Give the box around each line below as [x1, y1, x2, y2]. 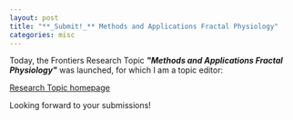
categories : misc [9, 30, 76, 39]
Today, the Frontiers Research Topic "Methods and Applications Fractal [9, 55, 284, 66]
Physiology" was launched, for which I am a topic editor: [9, 65, 224, 75]
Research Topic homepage [9, 83, 111, 94]
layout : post [9, 13, 59, 23]
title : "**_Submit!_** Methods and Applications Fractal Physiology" [9, 22, 279, 31]
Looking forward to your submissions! [9, 100, 152, 111]
